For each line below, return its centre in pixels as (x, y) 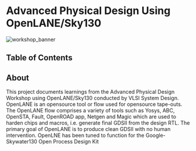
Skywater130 (22, 142)
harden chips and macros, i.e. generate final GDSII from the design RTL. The (98, 123)
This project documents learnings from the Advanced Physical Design (90, 92)
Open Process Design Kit (69, 142)
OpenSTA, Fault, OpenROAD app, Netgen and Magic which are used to (91, 117)
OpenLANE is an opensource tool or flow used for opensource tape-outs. (94, 104)
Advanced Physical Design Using (88, 11)
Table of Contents (39, 58)
